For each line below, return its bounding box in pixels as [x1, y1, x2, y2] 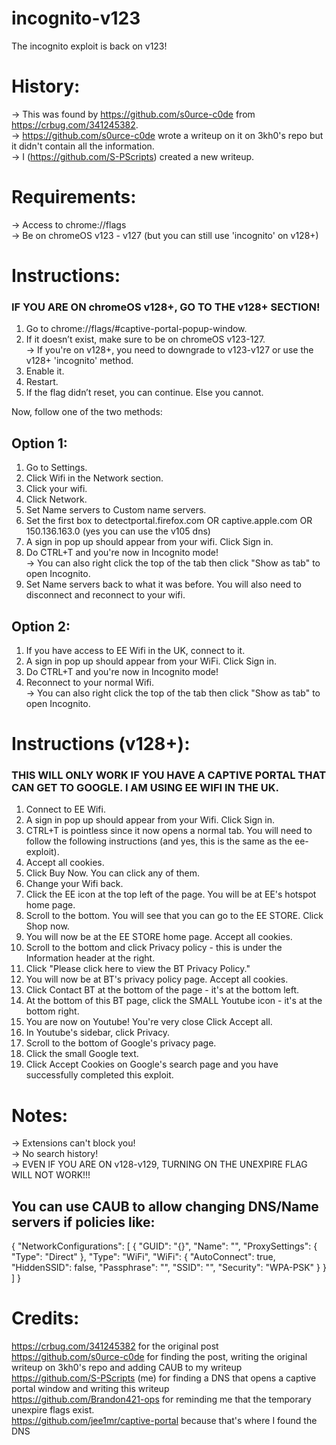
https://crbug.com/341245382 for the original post [11, 1340, 219, 1352]
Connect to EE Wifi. [25, 803, 106, 816]
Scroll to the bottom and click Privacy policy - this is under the [25, 942, 283, 954]
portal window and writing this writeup [11, 1383, 170, 1395]
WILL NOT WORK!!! [11, 1169, 91, 1181]
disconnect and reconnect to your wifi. [25, 589, 186, 601]
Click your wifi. [25, 483, 88, 495]
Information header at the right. [25, 952, 156, 964]
